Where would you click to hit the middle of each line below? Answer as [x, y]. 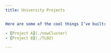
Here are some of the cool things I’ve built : [56, 24]
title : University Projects [35, 10]
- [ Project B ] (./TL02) [29, 38]
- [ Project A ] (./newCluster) [36, 33]
